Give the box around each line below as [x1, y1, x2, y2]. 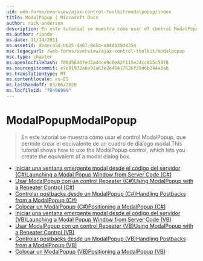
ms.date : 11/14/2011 [6, 37, 59, 43]
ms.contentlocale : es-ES [6, 76, 69, 82]
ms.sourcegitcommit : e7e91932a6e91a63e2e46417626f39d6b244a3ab [6, 65, 169, 71]
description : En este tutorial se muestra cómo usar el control [6, 25, 172, 32]
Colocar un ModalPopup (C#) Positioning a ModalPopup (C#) [14, 203, 166, 210]
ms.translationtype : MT [6, 71, 66, 77]
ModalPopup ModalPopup [6, 114, 137, 127]
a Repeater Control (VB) [14, 228, 75, 236]
